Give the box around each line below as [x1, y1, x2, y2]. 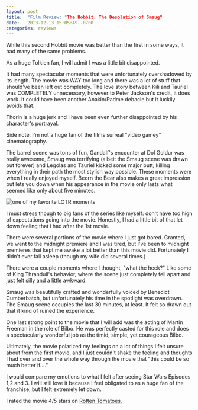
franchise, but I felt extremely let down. [6, 386, 102, 393]
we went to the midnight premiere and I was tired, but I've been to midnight [6, 241, 189, 248]
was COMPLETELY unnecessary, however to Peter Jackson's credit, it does [6, 89, 190, 97]
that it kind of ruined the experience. [6, 307, 95, 315]
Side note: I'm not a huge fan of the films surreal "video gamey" [6, 132, 161, 139]
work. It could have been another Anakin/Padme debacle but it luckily [6, 96, 176, 103]
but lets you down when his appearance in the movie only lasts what [6, 181, 173, 188]
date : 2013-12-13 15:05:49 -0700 [6, 20, 94, 25]
